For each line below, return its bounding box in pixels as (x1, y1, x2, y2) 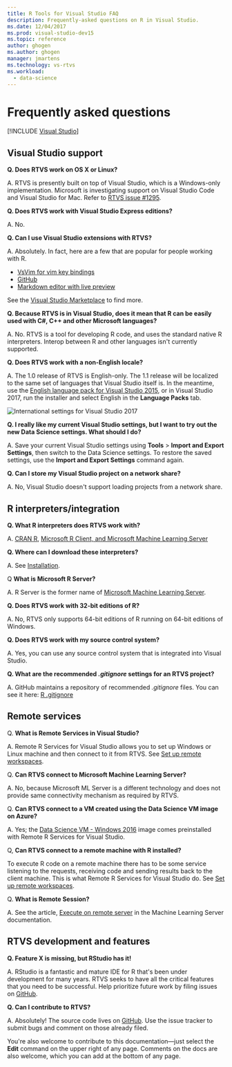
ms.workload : (7, 68, 45, 75)
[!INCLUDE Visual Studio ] (7, 127, 79, 136)
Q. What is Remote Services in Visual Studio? (7, 729, 139, 737)
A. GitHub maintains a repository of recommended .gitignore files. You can (7, 683, 219, 692)
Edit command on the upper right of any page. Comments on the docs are (7, 1044, 218, 1052)
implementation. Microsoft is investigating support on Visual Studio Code (7, 186, 215, 194)
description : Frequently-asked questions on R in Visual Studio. (7, 17, 199, 24)
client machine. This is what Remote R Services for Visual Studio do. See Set (7, 874, 225, 882)
